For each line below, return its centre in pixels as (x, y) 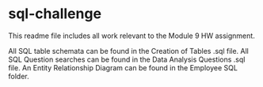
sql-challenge (55, 14)
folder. (19, 76)
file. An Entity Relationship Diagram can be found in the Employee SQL (123, 67)
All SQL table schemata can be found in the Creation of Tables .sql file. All (129, 51)
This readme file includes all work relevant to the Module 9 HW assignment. (131, 36)
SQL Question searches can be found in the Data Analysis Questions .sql (127, 59)
